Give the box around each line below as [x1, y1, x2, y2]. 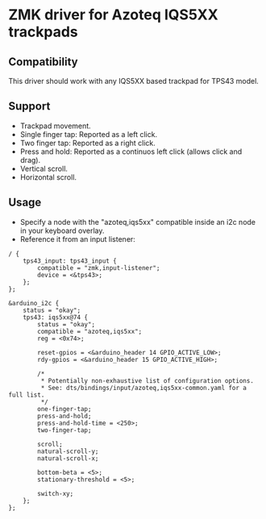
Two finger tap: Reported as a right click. [19, 138, 156, 147]
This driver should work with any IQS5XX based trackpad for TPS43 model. [8, 77, 260, 85]
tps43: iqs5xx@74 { [23, 313, 89, 322]
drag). [19, 155, 41, 164]
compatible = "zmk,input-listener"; [37, 264, 160, 272]
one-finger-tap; [37, 405, 92, 413]
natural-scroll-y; [37, 447, 99, 455]
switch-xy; [37, 489, 74, 497]
